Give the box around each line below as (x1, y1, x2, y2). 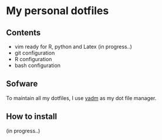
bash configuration (14, 62, 60, 69)
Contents (6, 28, 41, 38)
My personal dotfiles (6, 4, 109, 18)
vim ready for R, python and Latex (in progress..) (14, 43, 132, 50)
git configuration (14, 49, 55, 56)
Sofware (6, 79, 38, 89)
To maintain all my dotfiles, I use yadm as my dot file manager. (6, 94, 157, 101)
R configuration (14, 56, 52, 62)
